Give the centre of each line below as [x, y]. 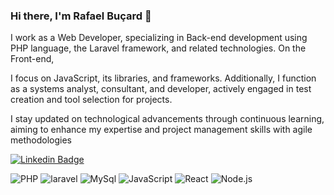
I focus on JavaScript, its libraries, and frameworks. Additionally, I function [163, 78]
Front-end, [32, 59]
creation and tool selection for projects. [91, 100]
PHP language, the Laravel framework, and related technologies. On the [158, 48]
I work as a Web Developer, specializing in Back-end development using [159, 38]
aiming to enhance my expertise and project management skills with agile [161, 130]
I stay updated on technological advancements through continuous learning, [167, 119]
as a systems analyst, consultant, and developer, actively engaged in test [161, 89]
